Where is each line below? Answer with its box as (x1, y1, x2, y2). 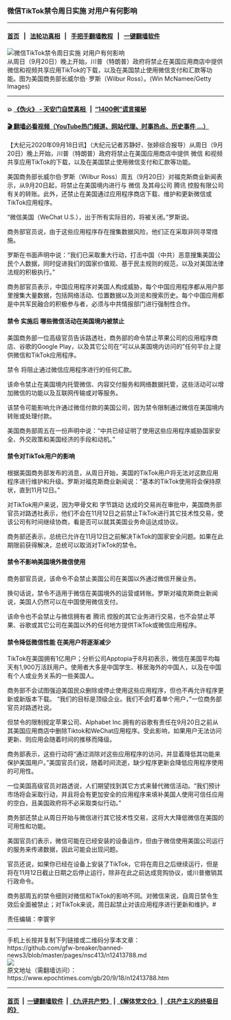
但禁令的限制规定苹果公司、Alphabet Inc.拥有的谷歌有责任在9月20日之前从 (7, 718, 219, 726)
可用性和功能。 (7, 822, 49, 830)
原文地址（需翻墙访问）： (7, 966, 77, 975)
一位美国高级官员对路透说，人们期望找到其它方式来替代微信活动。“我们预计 (7, 782, 221, 790)
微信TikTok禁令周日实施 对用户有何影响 (7, 6, 137, 15)
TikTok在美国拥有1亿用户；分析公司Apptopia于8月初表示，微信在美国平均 (7, 655, 214, 663)
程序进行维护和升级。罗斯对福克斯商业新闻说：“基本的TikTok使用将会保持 (7, 477, 215, 486)
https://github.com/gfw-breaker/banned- (7, 944, 124, 952)
